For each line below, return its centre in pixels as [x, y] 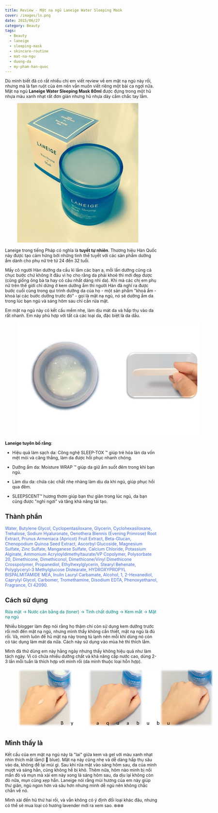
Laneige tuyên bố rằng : [29, 443]
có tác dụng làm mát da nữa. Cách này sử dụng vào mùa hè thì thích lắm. [78, 642]
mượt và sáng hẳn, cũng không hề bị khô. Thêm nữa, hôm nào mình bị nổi [78, 770]
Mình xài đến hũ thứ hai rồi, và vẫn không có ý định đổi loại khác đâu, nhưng [81, 800]
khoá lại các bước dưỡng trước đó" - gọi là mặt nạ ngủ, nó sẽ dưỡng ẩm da [79, 296]
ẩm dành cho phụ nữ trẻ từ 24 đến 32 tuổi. [47, 261]
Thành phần [23, 517]
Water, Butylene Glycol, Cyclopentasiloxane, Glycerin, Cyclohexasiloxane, [78, 528]
